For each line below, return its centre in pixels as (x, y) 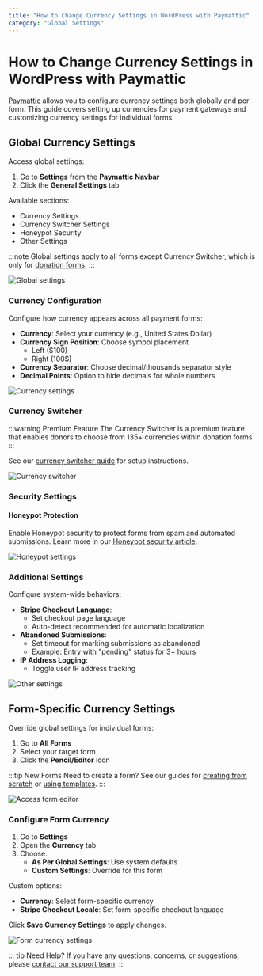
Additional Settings (46, 577)
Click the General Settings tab (69, 185)
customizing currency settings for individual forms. (91, 118)
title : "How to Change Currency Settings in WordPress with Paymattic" (129, 15)
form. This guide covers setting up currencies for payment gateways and (127, 109)
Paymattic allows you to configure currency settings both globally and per (129, 101)
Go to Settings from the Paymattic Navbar (90, 177)
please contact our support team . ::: (67, 964)
